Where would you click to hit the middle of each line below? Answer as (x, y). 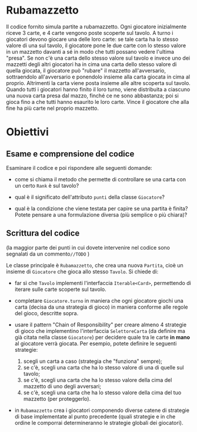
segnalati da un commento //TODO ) (48, 254)
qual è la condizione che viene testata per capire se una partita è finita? (101, 208)
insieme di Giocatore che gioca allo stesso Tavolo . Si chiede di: (82, 271)
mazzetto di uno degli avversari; (62, 386)
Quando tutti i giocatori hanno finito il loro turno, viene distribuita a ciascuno (98, 89)
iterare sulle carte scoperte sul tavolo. (61, 289)
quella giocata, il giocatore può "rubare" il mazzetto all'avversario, (86, 70)
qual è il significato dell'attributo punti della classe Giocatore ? (89, 197)
